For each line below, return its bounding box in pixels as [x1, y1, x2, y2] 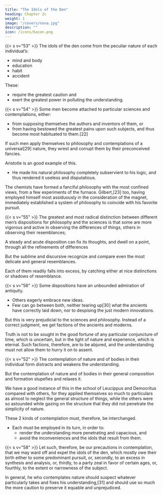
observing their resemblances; [5, 230, 66, 235]
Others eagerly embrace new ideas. [12, 297, 84, 303]
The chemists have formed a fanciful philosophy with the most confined [5, 184, 149, 190]
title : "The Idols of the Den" [5, 7, 68, 12]
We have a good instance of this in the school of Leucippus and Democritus [5, 385, 157, 391]
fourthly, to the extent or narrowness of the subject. [5, 465, 108, 471]
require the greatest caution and [12, 92, 77, 97]
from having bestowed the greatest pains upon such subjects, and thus [12, 126, 155, 131]
